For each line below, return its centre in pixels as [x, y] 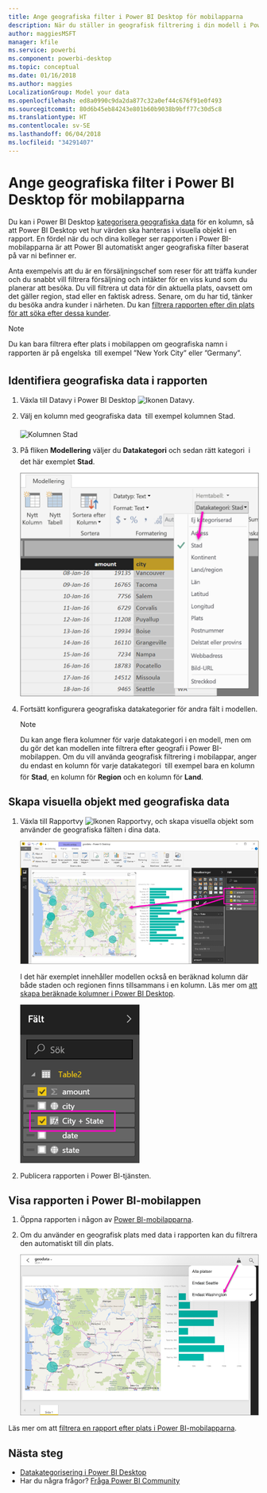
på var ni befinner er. [43, 255]
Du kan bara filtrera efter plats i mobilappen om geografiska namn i [118, 344]
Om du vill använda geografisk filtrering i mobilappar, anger [159, 756]
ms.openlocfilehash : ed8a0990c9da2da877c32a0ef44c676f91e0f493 [115, 101]
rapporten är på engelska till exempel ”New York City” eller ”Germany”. [125, 353]
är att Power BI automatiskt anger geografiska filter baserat [152, 247]
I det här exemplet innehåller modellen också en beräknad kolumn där [134, 977]
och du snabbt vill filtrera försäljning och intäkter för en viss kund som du [128, 279]
